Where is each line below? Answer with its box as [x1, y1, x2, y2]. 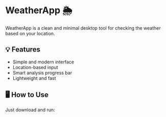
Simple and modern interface [12, 59, 74, 65]
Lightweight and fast [12, 75, 56, 81]
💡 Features [5, 45, 41, 54]
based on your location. [5, 30, 55, 36]
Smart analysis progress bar [12, 69, 73, 76]
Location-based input [12, 64, 58, 70]
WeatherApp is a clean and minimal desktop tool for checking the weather [5, 25, 161, 31]
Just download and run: [5, 106, 55, 113]
